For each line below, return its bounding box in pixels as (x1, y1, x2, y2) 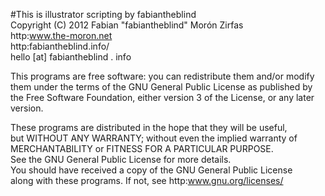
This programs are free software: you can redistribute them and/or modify (10, 70, 315, 82)
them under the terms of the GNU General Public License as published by (10, 81, 313, 93)
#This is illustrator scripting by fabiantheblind (10, 9, 197, 20)
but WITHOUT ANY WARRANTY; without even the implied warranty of (10, 132, 298, 144)
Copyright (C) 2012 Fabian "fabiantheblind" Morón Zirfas (10, 19, 244, 31)
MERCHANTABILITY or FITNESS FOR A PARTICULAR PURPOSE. (10, 143, 274, 154)
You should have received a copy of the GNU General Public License (10, 164, 293, 176)
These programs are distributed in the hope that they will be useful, (10, 122, 288, 133)
